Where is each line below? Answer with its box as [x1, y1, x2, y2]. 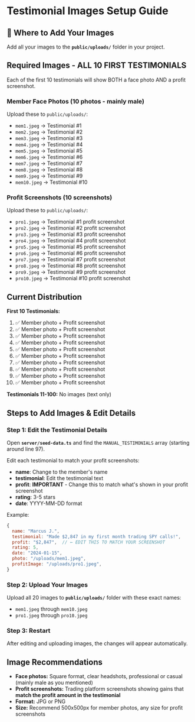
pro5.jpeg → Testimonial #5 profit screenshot [15, 244, 126, 251]
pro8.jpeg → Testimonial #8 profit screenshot [15, 262, 126, 270]
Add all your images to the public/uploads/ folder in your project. [6, 43, 166, 50]
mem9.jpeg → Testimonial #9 [15, 173, 83, 180]
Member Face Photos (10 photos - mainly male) [6, 97, 145, 105]
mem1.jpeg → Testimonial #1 [15, 122, 82, 129]
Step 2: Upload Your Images [6, 581, 88, 589]
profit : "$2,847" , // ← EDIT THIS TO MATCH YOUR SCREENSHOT [12, 539, 166, 545]
